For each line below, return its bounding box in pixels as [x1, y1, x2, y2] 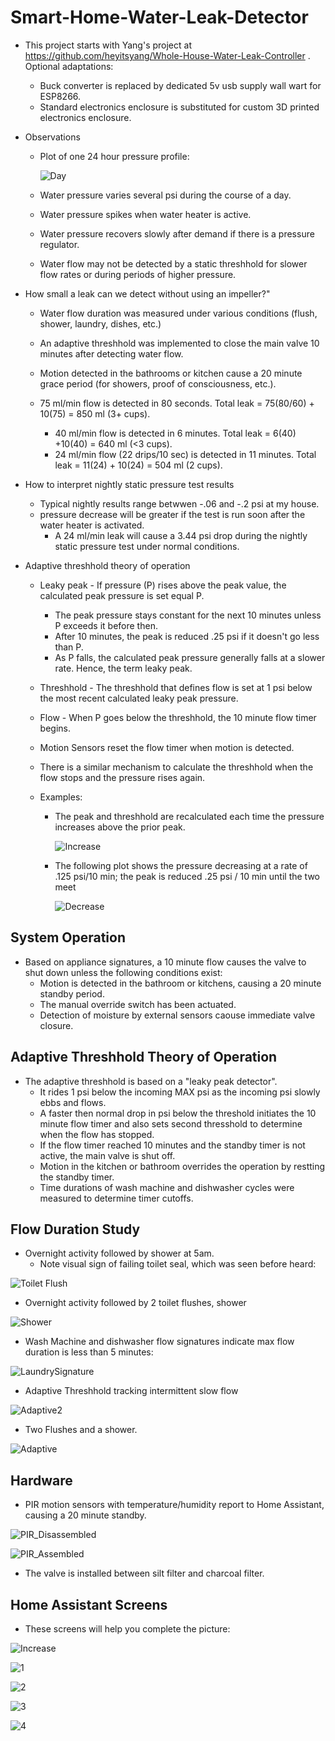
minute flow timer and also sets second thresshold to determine [39, 1117, 303, 1130]
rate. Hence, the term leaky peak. [54, 662, 193, 674]
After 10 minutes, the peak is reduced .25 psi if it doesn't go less [54, 630, 320, 642]
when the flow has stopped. [39, 1128, 155, 1140]
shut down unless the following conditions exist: [24, 966, 223, 978]
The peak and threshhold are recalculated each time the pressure [54, 810, 325, 822]
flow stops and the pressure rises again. [39, 771, 206, 783]
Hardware [10, 1472, 73, 1489]
